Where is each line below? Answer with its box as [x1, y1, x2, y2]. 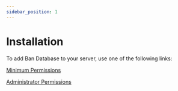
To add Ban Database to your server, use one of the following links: [6, 55, 173, 62]
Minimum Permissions [6, 66, 61, 74]
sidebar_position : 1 [6, 8, 58, 15]
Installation [6, 34, 64, 48]
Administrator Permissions [6, 78, 72, 85]
